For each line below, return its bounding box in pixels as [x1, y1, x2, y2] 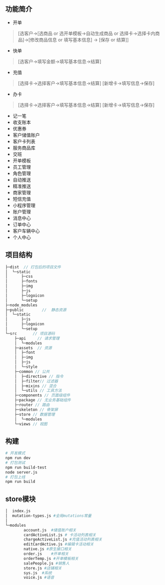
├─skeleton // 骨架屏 [14, 407, 58, 412]
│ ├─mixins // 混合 [14, 383, 57, 389]
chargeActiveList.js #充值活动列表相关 [23, 537, 102, 542]
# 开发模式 [5, 451, 26, 456]
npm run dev [5, 456, 31, 461]
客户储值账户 [12, 132, 40, 138]
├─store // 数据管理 [14, 412, 55, 417]
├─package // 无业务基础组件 [14, 398, 71, 403]
